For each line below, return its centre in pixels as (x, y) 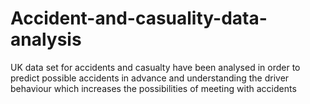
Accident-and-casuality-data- (139, 18)
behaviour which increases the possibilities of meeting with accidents (153, 88)
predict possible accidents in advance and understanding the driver (150, 78)
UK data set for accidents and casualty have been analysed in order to (155, 67)
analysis (46, 39)
